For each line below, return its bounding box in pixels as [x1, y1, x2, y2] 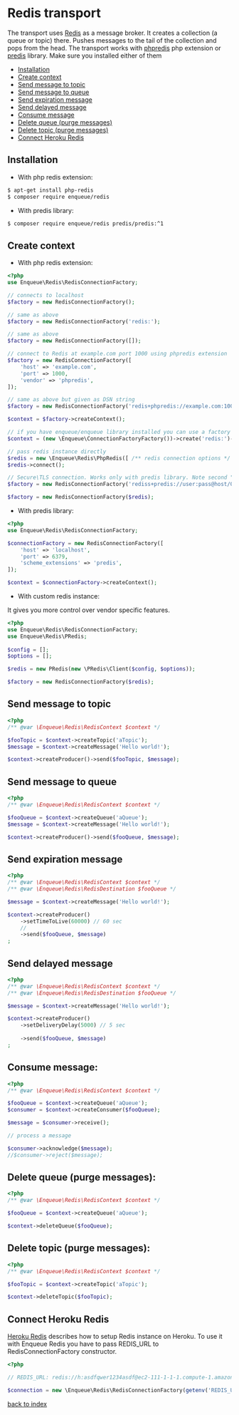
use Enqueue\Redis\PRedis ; [7, 633, 87, 640]
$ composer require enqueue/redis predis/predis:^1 [7, 219, 164, 227]
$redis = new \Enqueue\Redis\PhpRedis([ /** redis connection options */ [7, 455, 231, 462]
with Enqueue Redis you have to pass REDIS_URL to [7, 1339, 159, 1348]
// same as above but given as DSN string [7, 396, 135, 403]
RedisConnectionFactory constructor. [7, 1347, 117, 1356]
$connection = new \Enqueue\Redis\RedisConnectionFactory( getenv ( [7, 1387, 208, 1394]
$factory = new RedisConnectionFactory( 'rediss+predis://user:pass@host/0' [7, 481, 237, 488]
